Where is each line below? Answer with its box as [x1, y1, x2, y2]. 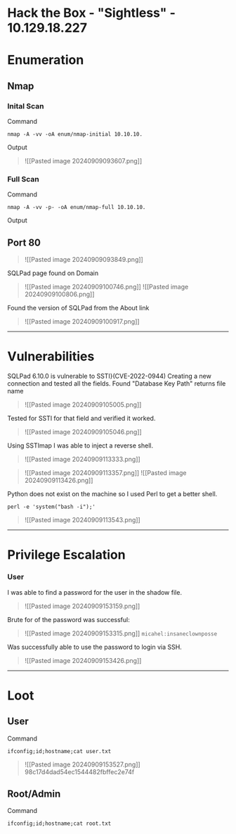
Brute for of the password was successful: [7, 615, 130, 624]
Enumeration [7, 52, 84, 68]
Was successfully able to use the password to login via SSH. [7, 643, 183, 651]
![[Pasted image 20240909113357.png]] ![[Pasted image [24, 469, 187, 477]
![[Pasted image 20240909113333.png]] [24, 455, 140, 464]
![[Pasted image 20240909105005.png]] [24, 400, 142, 409]
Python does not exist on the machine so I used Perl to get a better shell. [7, 490, 218, 498]
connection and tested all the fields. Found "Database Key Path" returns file [7, 379, 226, 388]
